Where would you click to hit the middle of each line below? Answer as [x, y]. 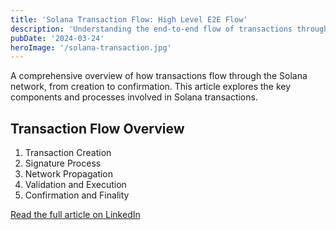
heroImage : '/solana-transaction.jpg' [91, 47]
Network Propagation [69, 174]
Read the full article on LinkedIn [75, 215]
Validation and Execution [75, 185]
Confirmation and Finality [77, 195]
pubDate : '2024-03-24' [57, 38]
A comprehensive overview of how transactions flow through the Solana [159, 76]
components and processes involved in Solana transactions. [134, 97]
